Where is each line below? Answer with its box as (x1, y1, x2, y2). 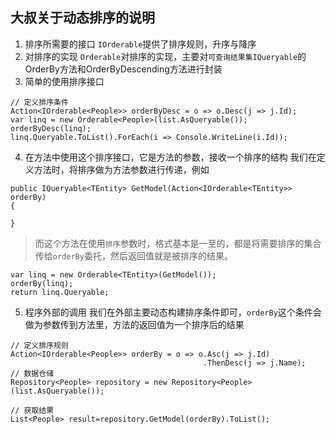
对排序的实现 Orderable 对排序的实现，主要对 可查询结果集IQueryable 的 (24, 50, 307, 62)
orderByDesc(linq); (10, 123, 92, 133)
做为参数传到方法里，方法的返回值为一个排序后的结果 (24, 318, 245, 330)
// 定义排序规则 (10, 340, 69, 350)
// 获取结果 (10, 405, 55, 415)
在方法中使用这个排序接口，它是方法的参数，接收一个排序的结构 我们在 (24, 151, 317, 163)
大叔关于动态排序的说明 (10, 9, 155, 27)
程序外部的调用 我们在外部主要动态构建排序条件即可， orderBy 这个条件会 (24, 306, 322, 318)
